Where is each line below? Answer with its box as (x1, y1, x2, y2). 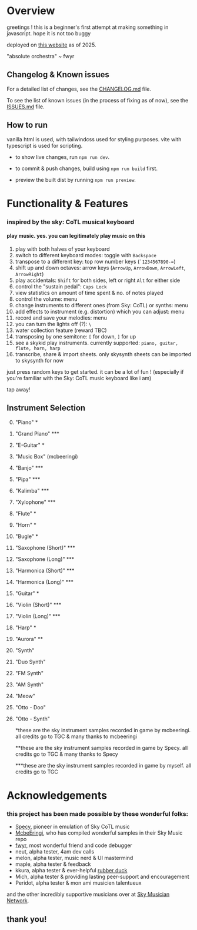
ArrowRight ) (15, 270, 44, 277)
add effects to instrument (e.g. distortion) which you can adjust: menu (15, 308, 185, 315)
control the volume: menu (15, 295, 78, 303)
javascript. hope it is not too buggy (6, 29, 91, 36)
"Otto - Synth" (15, 715, 51, 722)
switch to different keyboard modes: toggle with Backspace (15, 251, 157, 258)
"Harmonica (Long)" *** (15, 578, 74, 585)
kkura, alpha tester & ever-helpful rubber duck (15, 867, 128, 874)
